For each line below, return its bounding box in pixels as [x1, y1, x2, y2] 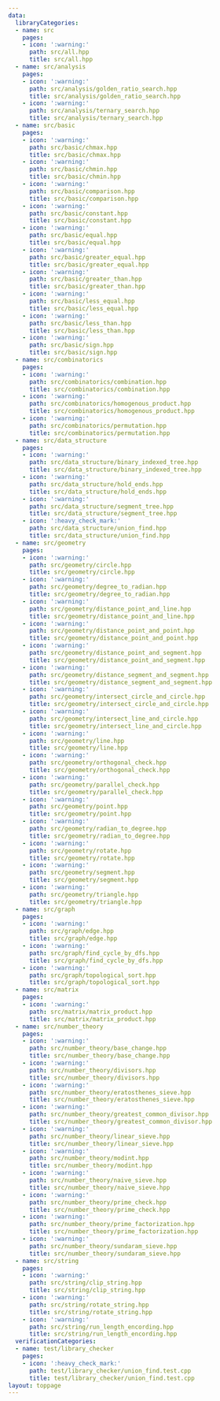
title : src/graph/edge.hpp [28, 935, 118, 942]
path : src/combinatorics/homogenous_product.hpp [28, 399, 192, 408]
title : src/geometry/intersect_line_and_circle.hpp [28, 722, 202, 730]
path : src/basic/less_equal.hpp [28, 297, 135, 305]
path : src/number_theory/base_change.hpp [28, 1045, 167, 1053]
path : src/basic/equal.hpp [28, 232, 118, 240]
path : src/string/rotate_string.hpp [28, 1301, 149, 1309]
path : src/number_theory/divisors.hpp [28, 1066, 156, 1074]
